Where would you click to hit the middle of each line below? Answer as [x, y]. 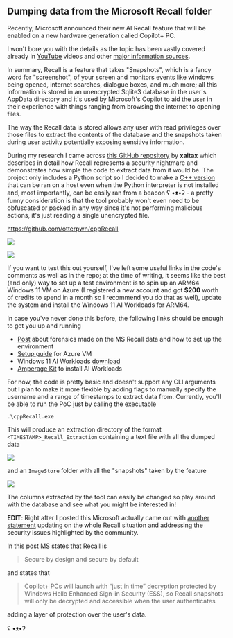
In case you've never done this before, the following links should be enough [115, 318]
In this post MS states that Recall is [57, 546]
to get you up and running [44, 326]
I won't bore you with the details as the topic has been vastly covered [106, 48]
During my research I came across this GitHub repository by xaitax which [112, 155]
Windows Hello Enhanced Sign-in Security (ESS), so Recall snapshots [124, 593]
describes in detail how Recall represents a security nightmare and [102, 163]
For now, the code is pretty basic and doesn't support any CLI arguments [112, 382]
